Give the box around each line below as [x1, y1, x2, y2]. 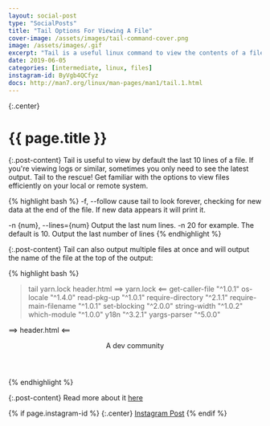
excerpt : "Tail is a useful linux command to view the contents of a [8, 49, 247, 57]
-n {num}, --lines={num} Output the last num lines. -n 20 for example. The [8, 221, 255, 230]
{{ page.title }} [8, 129, 108, 147]
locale [27, 293, 49, 302]
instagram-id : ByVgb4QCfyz [8, 71, 99, 79]
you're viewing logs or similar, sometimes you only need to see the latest [8, 164, 249, 173]
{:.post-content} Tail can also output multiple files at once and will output [8, 245, 250, 254]
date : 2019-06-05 [8, 57, 67, 65]
